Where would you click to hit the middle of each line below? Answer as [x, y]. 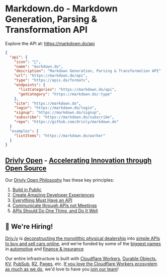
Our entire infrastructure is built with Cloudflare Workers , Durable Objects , [81, 258]
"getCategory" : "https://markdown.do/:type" [65, 94]
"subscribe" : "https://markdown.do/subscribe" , [64, 117]
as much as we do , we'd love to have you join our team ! [62, 269]
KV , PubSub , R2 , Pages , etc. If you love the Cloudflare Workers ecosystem [81, 264]
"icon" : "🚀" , [28, 62]
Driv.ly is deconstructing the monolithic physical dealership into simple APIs [83, 238]
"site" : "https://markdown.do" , [47, 103]
